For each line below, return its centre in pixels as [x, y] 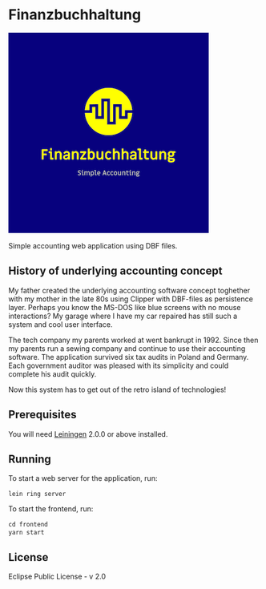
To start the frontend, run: [51, 509]
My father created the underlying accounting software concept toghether [129, 290]
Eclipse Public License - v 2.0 [57, 577]
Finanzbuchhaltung [75, 15]
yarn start [26, 533]
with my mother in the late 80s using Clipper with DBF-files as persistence [131, 299]
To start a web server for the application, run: [83, 478]
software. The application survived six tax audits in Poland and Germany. [129, 357]
